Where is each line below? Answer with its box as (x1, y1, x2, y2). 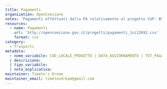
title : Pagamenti (5, 7, 41, 12)
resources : (5, 21, 28, 26)
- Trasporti (9, 44, 35, 49)
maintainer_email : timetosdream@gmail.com (5, 76, 94, 81)
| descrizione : (9, 58, 41, 63)
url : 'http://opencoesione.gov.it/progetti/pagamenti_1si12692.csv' (14, 30, 159, 35)
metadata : (5, 48, 26, 53)
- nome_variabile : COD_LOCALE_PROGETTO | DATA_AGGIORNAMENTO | (9, 53, 143, 58)
